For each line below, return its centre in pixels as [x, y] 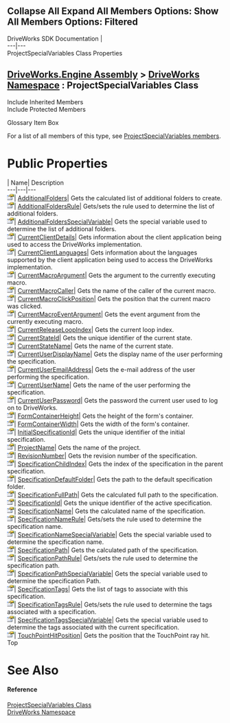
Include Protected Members [46, 109]
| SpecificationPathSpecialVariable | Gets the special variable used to [111, 573]
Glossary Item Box [33, 122]
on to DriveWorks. [33, 407]
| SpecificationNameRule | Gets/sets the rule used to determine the [108, 519]
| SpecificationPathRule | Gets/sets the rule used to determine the [106, 558]
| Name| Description [35, 182]
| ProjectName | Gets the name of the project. [78, 447]
